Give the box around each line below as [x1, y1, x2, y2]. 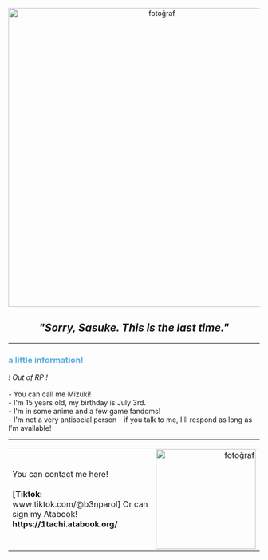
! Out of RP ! [8, 373, 48, 382]
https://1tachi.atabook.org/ [12, 519, 118, 530]
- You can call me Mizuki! [8, 389, 92, 399]
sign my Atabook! [12, 509, 78, 520]
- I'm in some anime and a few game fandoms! [8, 407, 161, 416]
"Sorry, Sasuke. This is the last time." [38, 321, 230, 335]
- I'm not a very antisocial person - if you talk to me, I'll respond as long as [8, 415, 253, 424]
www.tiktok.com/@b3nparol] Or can [12, 499, 148, 510]
